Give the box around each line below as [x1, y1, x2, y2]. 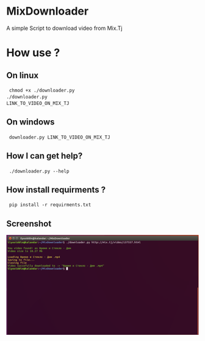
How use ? [6, 46, 60, 60]
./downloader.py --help [9, 168, 70, 174]
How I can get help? [6, 151, 83, 161]
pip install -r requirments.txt [9, 202, 92, 208]
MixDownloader [6, 4, 89, 18]
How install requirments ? [6, 184, 106, 195]
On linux [6, 70, 38, 81]
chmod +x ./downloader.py [9, 87, 75, 93]
